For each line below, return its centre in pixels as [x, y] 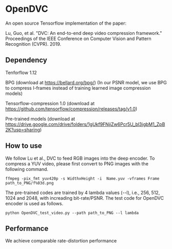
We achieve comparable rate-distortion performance [61, 241]
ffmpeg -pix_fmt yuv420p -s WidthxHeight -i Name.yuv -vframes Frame [82, 178]
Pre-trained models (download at [40, 119]
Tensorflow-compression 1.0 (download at [50, 103]
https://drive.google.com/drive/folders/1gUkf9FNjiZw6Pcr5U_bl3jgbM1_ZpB [85, 124]
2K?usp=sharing [23, 129]
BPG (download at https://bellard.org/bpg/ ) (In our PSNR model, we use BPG [86, 82]
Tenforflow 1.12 [21, 72]
